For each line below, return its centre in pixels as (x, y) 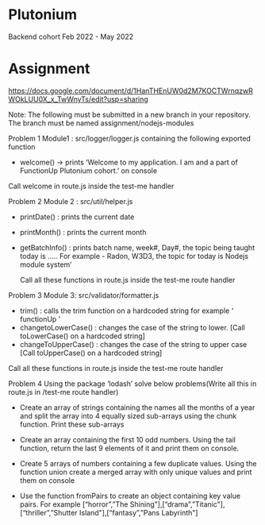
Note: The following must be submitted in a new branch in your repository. (130, 114)
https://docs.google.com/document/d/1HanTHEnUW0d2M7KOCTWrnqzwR (131, 91)
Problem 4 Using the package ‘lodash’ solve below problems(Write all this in (132, 384)
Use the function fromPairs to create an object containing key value (130, 496)
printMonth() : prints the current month (83, 232)
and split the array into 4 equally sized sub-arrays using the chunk (128, 415)
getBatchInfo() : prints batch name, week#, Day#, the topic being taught (137, 247)
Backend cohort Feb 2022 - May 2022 (71, 37)
